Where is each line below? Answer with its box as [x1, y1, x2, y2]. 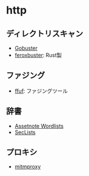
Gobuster [14, 45, 38, 51]
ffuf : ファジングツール [14, 87, 68, 94]
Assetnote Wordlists [14, 122, 64, 129]
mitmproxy [14, 163, 41, 170]
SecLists [14, 128, 36, 136]
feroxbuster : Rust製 [14, 51, 62, 58]
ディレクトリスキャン [6, 28, 84, 38]
